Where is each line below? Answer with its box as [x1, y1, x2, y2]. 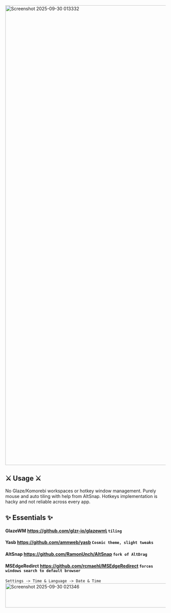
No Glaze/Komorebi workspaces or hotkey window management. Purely [5, 488, 156, 494]
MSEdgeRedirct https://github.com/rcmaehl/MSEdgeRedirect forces [5, 562, 154, 569]
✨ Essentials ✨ [5, 513, 53, 522]
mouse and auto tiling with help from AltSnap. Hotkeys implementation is [5, 493, 158, 499]
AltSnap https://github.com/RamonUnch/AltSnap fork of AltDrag [5, 551, 148, 557]
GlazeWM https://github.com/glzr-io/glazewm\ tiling [5, 528, 122, 534]
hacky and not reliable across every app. [5, 498, 91, 505]
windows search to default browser [5, 568, 81, 573]
